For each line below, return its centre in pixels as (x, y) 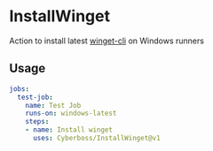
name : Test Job (53, 105)
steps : (37, 122)
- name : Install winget (69, 130)
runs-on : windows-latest (71, 113)
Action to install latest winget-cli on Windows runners (106, 41)
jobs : (19, 89)
